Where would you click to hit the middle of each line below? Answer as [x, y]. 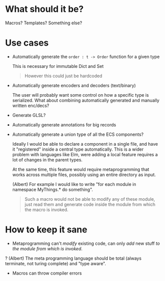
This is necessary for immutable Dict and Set [58, 66]
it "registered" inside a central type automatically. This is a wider [78, 149]
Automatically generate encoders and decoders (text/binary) [74, 85]
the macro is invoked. [46, 210]
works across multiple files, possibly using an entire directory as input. [84, 174]
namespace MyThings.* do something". [53, 189]
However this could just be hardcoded [63, 76]
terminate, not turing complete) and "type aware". [56, 263]
